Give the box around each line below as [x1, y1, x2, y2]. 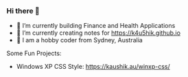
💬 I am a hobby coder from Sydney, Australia [16, 36, 143, 44]
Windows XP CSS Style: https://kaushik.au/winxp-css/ [16, 63, 171, 71]
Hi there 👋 [6, 6, 40, 16]
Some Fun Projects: [6, 49, 62, 57]
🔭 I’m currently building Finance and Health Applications [16, 22, 176, 30]
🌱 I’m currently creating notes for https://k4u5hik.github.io [16, 29, 181, 37]
